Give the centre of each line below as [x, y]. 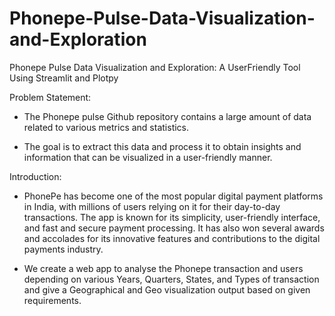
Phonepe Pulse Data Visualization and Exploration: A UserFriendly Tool [155, 67]
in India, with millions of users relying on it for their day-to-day [152, 206]
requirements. [52, 300]
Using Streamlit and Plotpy [64, 78]
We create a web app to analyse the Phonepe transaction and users [163, 268]
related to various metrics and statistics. [106, 127]
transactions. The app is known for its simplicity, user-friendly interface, [172, 217]
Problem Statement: [50, 97]
